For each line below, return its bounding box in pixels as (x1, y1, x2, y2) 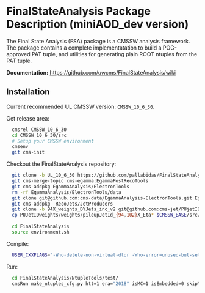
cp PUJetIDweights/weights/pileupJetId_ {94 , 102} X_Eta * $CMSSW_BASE (12, 212, 187, 218)
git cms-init (12, 149, 45, 155)
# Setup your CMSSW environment (12, 138, 95, 144)
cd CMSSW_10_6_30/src (12, 132, 67, 138)
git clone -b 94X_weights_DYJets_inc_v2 (12, 206, 116, 212)
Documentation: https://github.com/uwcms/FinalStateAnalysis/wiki (6, 69, 176, 76)
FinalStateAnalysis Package (6, 4, 151, 18)
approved (6, 50, 31, 57)
